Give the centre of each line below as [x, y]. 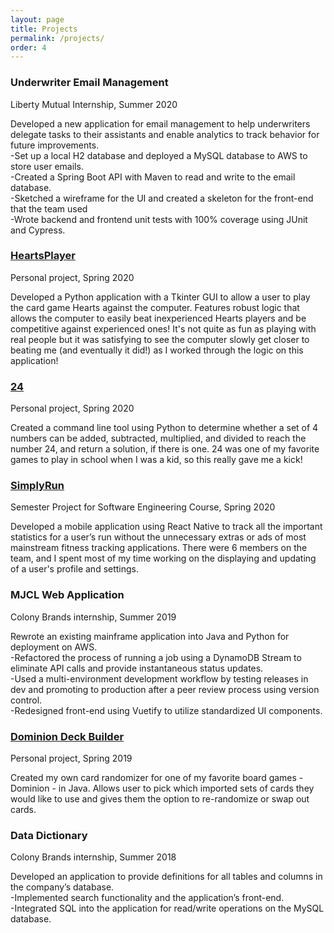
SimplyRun [37, 486]
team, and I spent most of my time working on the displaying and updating [163, 558]
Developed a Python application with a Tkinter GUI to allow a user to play [160, 297]
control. [26, 700]
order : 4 [28, 47]
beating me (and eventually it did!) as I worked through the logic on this [157, 350]
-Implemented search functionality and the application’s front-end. [147, 898]
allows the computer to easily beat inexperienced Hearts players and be [158, 318]
